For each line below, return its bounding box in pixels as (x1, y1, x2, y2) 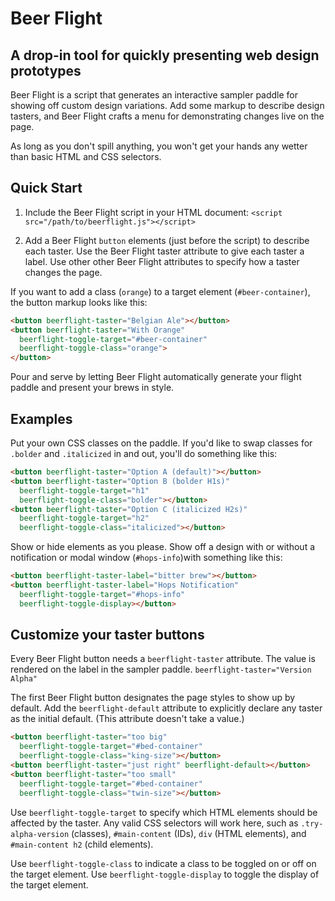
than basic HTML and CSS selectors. (10, 151, 162, 162)
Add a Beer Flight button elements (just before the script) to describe (24, 234, 310, 246)
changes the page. (24, 266, 103, 278)
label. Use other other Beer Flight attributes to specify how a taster (24, 255, 300, 267)
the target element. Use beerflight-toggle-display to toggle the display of (10, 868, 320, 880)
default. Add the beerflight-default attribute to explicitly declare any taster (10, 702, 323, 714)
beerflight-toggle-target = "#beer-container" (19, 334, 208, 344)
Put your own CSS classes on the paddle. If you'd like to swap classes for (10, 437, 313, 449)
